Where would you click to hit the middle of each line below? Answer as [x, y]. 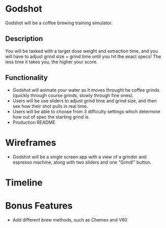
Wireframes [31, 143]
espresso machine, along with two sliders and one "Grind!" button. [82, 162]
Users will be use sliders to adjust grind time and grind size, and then [85, 101]
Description [24, 39]
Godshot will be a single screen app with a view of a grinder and [79, 157]
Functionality [27, 78]
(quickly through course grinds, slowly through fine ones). [73, 95]
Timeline [24, 182]
